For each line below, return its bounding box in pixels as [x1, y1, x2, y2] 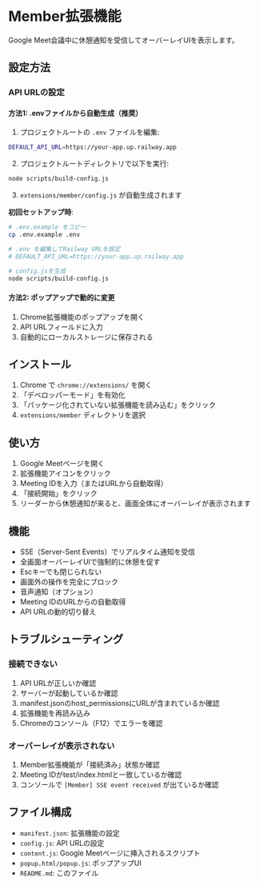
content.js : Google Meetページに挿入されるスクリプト [19, 848, 201, 858]
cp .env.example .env [8, 231, 81, 239]
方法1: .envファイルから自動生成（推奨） [8, 108, 142, 118]
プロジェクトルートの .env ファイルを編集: [19, 127, 160, 137]
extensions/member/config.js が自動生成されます [19, 190, 182, 200]
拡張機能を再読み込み [19, 708, 90, 718]
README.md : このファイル [19, 868, 99, 878]
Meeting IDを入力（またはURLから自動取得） [19, 479, 168, 488]
